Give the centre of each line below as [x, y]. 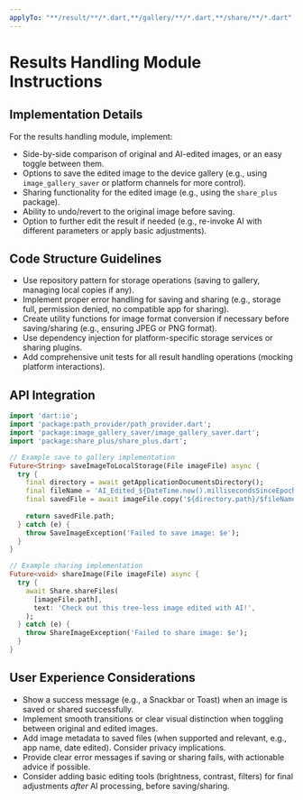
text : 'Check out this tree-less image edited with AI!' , [144, 608]
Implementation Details [76, 115]
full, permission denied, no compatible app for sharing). [126, 309]
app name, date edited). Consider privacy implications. [124, 747]
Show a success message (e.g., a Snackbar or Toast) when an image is [155, 699]
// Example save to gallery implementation [92, 457]
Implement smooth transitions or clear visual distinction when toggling [153, 719]
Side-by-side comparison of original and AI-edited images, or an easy [152, 153]
